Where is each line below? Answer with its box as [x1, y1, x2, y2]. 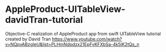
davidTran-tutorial [5, 14, 83, 25]
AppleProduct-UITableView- [5, 3, 126, 15]
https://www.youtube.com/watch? [51, 36, 122, 42]
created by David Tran [5, 36, 51, 42]
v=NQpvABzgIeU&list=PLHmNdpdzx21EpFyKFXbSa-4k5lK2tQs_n [5, 41, 139, 47]
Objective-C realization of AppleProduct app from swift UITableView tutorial [5, 30, 161, 36]
